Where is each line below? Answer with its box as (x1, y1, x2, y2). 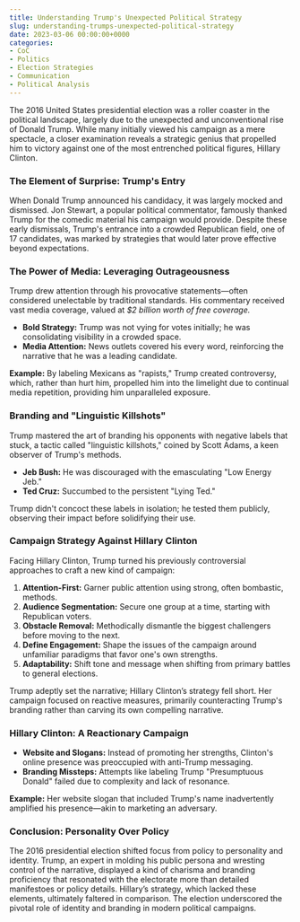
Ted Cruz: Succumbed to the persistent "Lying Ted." (21, 486, 216, 496)
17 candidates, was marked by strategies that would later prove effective (9, 233, 277, 243)
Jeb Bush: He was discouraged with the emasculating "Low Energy (21, 466, 272, 477)
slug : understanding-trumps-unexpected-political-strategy (9, 22, 235, 31)
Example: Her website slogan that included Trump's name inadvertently (9, 794, 275, 804)
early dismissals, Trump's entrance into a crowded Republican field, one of (9, 224, 286, 234)
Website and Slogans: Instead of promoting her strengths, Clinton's (21, 747, 274, 759)
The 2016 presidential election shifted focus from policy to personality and (9, 846, 284, 856)
